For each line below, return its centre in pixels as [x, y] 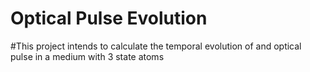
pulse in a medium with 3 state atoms [87, 56]
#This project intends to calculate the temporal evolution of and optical [156, 46]
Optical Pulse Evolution [109, 18]
